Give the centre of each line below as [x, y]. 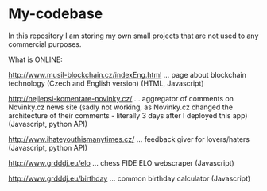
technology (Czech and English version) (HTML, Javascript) [106, 83]
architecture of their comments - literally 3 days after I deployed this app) [128, 115]
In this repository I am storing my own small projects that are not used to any [133, 36]
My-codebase [56, 14]
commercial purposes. [45, 44]
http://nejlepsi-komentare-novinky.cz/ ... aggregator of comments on [121, 98]
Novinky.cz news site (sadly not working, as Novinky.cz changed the [120, 107]
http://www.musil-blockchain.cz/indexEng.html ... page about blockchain [127, 74]
